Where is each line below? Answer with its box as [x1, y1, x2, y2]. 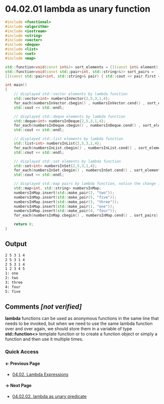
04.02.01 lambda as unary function [5, 3, 150, 15]
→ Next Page [5, 383, 32, 388]
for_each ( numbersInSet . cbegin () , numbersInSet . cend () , [14, 168, 132, 173]
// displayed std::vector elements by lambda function [14, 92, 128, 97]
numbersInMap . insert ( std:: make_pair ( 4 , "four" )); [14, 208, 117, 213]
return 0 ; [14, 222, 34, 227]
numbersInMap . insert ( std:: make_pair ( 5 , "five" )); [14, 195, 117, 200]
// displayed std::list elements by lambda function [14, 137, 123, 141]
